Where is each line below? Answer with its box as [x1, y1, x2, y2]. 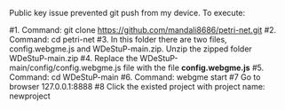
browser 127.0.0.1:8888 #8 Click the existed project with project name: [9, 82, 265, 91]
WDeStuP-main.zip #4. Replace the [9, 53, 139, 63]
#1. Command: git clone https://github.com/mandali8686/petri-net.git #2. [9, 25, 277, 35]
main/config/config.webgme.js [9, 62, 122, 73]
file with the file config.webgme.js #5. [123, 62, 265, 73]
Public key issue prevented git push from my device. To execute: [9, 8, 246, 18]
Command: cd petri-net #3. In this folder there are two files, [9, 35, 228, 44]
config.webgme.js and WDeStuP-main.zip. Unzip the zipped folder [9, 43, 253, 54]
